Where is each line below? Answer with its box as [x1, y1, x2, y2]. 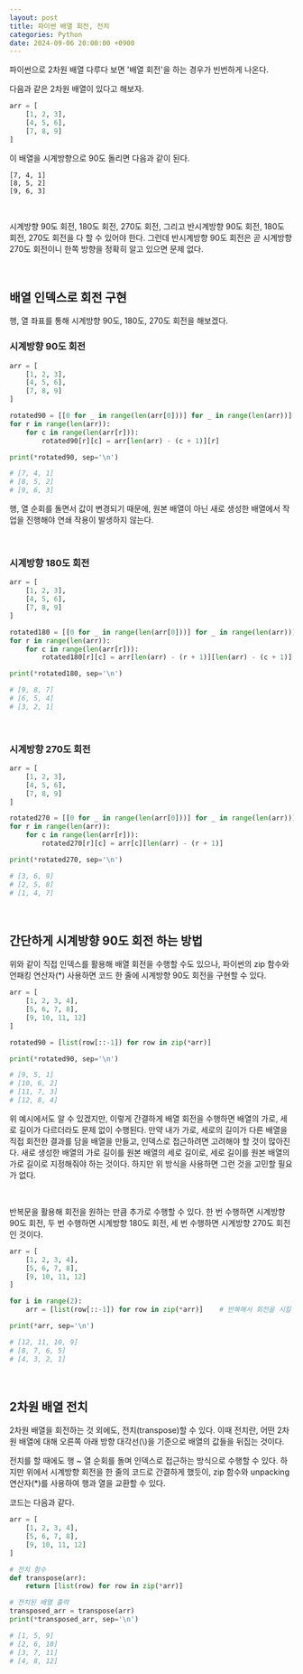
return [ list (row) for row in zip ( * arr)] [25, 1582, 183, 1591]
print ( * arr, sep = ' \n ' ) [9, 1322, 95, 1331]
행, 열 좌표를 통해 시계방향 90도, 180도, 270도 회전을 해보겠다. [9, 315, 228, 326]
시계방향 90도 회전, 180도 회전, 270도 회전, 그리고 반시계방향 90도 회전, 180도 [9, 220, 285, 231]
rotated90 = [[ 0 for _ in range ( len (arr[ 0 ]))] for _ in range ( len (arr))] [9, 412, 293, 421]
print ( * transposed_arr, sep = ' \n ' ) [9, 1615, 140, 1624]
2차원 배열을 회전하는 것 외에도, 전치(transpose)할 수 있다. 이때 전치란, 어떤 [9, 1425, 275, 1436]
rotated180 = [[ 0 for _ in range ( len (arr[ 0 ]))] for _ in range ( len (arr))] [9, 628, 297, 637]
